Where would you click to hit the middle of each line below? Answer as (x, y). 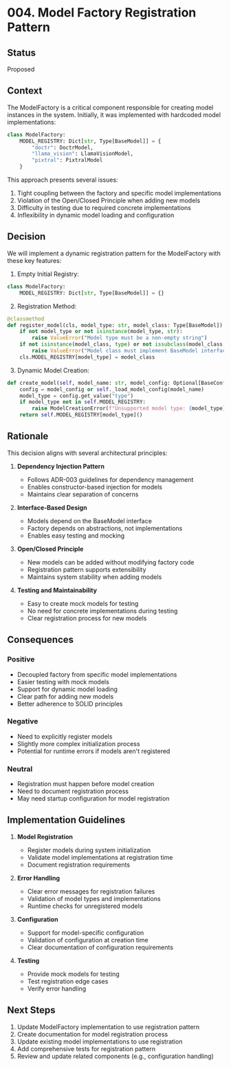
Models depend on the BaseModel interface (90, 520)
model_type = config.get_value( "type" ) (77, 396)
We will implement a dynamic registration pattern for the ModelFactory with (114, 253)
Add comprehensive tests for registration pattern (86, 1048)
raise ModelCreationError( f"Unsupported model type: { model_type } (129, 409)
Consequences (41, 640)
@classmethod (26, 319)
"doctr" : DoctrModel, (63, 147)
